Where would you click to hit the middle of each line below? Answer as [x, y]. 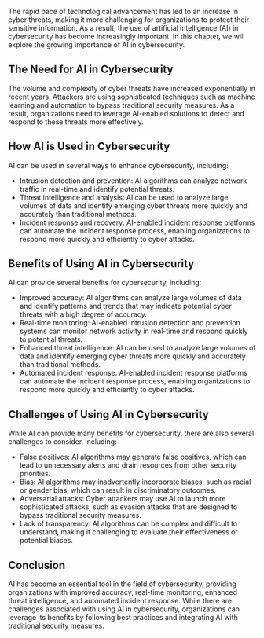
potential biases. [46, 541]
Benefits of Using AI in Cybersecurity [101, 264]
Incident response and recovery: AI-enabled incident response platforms [137, 222]
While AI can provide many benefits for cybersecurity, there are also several [131, 433]
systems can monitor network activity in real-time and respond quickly [134, 331]
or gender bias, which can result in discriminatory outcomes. [118, 490]
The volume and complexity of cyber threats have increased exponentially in [132, 88]
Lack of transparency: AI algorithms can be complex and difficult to [128, 524]
